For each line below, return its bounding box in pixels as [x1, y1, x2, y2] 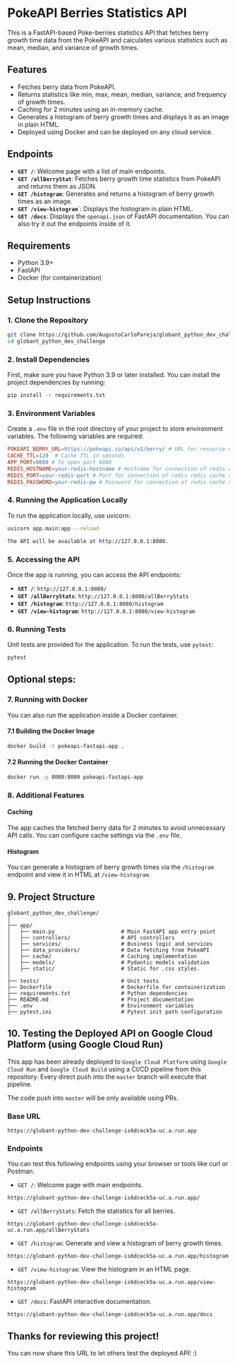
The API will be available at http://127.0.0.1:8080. [7, 538, 169, 545]
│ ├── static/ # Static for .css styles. [7, 966, 200, 973]
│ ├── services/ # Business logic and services [7, 941, 213, 948]
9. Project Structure [7, 891, 95, 903]
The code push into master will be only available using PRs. [7, 1093, 178, 1102]
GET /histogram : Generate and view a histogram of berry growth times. [17, 1239, 224, 1247]
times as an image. [17, 196, 73, 206]
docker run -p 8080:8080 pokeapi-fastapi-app [7, 773, 143, 781]
